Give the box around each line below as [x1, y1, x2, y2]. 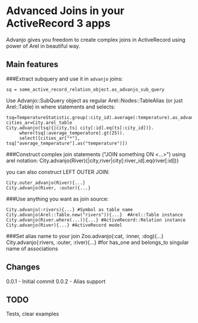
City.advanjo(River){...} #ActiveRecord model [6, 222, 123, 228]
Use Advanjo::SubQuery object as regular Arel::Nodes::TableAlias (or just [6, 97, 183, 104]
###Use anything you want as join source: [6, 195, 109, 202]
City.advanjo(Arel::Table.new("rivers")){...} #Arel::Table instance [6, 212, 183, 217]
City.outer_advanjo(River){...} [6, 180, 85, 186]
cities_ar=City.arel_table [6, 120, 72, 126]
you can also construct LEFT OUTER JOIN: [6, 168, 110, 175]
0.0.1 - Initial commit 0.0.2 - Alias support [6, 278, 106, 285]
